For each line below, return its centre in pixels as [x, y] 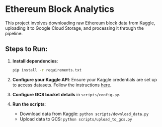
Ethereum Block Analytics [60, 9]
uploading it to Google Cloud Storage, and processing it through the [75, 28]
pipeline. [14, 33]
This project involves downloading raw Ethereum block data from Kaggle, [80, 23]
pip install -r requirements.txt [47, 70]
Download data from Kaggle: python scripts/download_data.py [84, 114]
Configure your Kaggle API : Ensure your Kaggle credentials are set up [85, 79]
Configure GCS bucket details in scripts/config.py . [66, 94]
